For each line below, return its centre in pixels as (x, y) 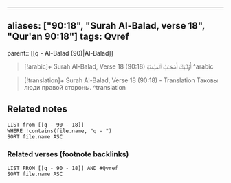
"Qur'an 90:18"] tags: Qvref (68, 37)
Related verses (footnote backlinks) (68, 154)
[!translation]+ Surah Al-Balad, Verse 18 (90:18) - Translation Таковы (121, 80)
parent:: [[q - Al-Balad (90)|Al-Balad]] (60, 53)
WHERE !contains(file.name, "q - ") (59, 131)
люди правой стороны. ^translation (75, 87)
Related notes (37, 109)
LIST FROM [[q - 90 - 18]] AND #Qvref (63, 168)
